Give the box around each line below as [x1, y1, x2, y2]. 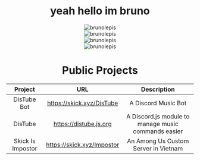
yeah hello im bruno [50, 4, 150, 18]
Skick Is [14, 137, 36, 145]
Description [140, 85, 175, 93]
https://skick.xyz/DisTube [47, 99, 118, 107]
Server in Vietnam [133, 144, 183, 152]
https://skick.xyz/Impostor [45, 140, 120, 149]
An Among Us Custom [127, 137, 189, 145]
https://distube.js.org [53, 120, 112, 128]
